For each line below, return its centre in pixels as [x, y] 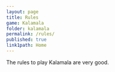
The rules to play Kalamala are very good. [57, 62]
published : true [26, 40]
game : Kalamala [25, 23]
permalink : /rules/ [31, 34]
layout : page [22, 12]
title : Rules [22, 17]
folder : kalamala [28, 28]
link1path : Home [26, 46]
